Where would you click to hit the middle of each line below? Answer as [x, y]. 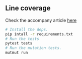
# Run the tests [22, 39]
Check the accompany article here [41, 20]
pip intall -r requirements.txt [39, 34]
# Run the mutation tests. [33, 48]
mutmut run [17, 53]
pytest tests [19, 43]
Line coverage [28, 8]
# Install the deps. [27, 29]
